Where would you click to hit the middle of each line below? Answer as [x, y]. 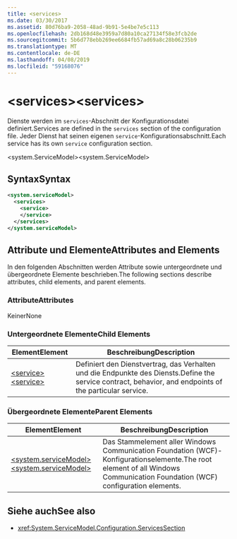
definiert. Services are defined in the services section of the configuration [114, 128]
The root [197, 459]
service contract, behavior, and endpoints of [149, 382]
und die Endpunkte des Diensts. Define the [145, 373]
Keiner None [25, 315]
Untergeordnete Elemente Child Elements [79, 334]
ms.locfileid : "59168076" [45, 66]
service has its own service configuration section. [80, 143]
